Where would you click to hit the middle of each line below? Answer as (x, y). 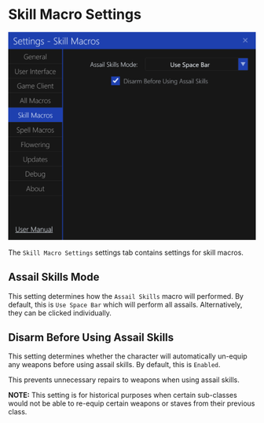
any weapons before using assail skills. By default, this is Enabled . (114, 365)
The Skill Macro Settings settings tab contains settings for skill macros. (126, 252)
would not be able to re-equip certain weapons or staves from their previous (132, 403)
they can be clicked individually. (60, 313)
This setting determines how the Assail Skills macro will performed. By (126, 296)
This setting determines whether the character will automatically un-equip (128, 356)
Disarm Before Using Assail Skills (91, 337)
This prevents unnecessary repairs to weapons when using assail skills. (124, 380)
